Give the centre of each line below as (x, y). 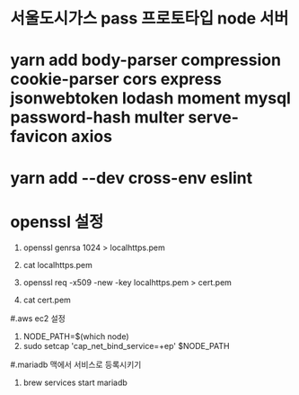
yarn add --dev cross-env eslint (132, 178)
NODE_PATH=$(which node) (76, 336)
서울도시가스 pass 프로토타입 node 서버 (149, 18)
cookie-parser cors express (116, 80)
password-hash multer (97, 117)
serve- (213, 117)
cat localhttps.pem (57, 265)
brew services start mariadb (75, 382)
